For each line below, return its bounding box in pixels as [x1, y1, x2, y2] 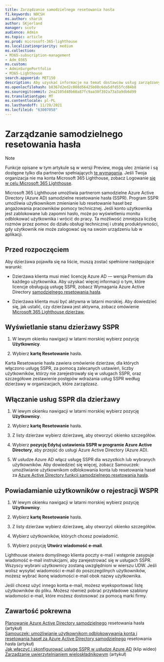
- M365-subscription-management [5, 52, 71, 58]
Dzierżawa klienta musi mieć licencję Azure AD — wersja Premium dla [12, 273, 153, 279]
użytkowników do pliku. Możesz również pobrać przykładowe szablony [5, 588, 148, 593]
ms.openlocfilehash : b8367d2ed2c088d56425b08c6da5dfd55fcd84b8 [5, 84, 137, 90]
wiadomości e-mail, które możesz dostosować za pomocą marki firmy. [5, 593, 147, 599]
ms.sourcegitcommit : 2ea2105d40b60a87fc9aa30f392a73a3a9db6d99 [5, 89, 137, 94]
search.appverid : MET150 [5, 75, 56, 80]
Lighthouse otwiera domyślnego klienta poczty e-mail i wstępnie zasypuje [5, 552, 154, 558]
